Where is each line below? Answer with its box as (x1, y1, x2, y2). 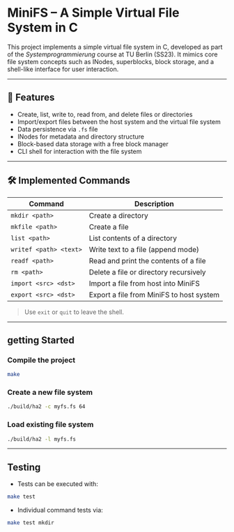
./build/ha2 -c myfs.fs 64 (7, 403, 86, 410)
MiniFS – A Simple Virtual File (7, 5, 180, 21)
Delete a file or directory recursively (88, 267, 207, 276)
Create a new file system (7, 388, 93, 398)
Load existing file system (7, 420, 94, 430)
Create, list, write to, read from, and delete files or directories (17, 110, 193, 118)
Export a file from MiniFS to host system (88, 290, 220, 299)
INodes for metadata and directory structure (17, 132, 145, 141)
